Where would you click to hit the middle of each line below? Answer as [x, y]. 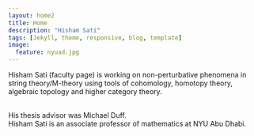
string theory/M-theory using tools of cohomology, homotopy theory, [121, 83]
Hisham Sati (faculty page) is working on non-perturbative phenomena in [127, 75]
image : [19, 45]
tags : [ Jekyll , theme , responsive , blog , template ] [95, 38]
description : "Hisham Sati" [55, 30]
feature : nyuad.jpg [47, 52]
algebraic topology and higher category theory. [85, 91]
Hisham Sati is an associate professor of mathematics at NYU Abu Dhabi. [127, 124]
